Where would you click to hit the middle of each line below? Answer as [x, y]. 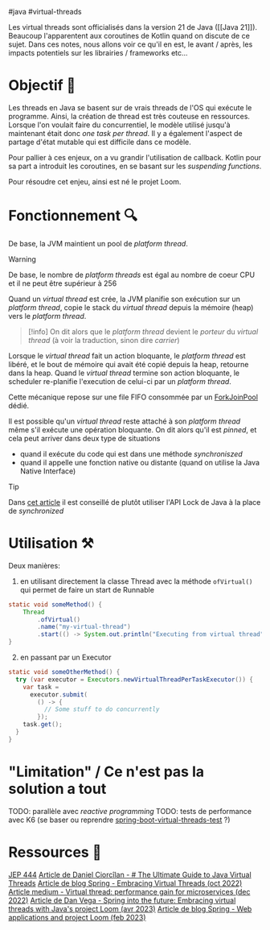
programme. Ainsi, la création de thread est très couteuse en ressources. [129, 116]
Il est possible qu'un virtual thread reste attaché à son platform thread [125, 421]
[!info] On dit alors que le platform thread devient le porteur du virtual [143, 331]
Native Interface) [48, 471]
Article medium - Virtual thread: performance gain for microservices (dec [129, 891]
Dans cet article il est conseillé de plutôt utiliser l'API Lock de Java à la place [135, 502]
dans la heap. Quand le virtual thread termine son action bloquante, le [124, 373]
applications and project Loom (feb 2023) [77, 917]
